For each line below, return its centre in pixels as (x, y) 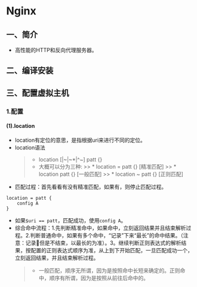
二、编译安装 (30, 71)
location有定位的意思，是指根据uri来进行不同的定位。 (80, 140)
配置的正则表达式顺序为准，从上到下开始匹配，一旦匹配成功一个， (112, 250)
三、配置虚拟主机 (38, 93)
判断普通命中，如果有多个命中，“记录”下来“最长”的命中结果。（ (107, 235)
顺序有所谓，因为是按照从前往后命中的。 (99, 278)
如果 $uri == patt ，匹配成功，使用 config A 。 (70, 220)
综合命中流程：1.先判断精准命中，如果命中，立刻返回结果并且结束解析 (100, 228)
